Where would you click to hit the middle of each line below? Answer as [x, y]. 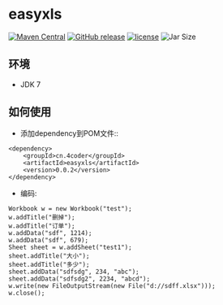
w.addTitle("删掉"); [42, 217]
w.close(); [27, 293]
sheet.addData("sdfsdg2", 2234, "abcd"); [79, 279]
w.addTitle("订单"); [42, 226]
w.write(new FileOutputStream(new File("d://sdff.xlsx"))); [112, 285]
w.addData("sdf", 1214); [50, 233]
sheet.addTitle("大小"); [49, 256]
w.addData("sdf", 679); [49, 240]
